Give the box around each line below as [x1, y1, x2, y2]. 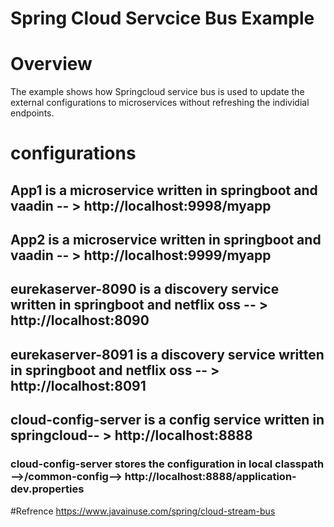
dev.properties [10, 482, 85, 496]
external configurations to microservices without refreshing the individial [10, 97, 310, 109]
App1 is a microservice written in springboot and [10, 182, 318, 199]
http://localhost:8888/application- [124, 470, 297, 484]
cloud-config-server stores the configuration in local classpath [10, 457, 325, 471]
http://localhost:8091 [10, 377, 147, 394]
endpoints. [10, 107, 55, 119]
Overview [10, 53, 93, 76]
